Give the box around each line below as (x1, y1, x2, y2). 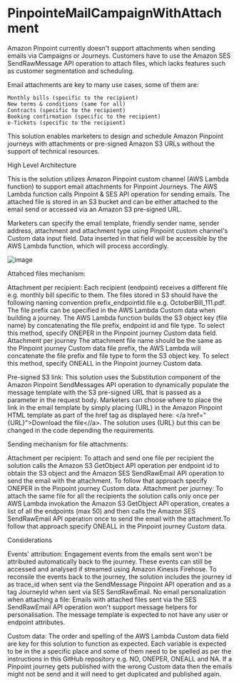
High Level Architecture (7, 161, 77, 169)
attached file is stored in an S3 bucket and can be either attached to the (7, 197, 218, 206)
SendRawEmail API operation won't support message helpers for (7, 602, 198, 611)
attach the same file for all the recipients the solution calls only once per (7, 491, 220, 500)
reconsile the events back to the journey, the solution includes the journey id (7, 572, 232, 581)
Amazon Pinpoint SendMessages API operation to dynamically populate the (7, 380, 230, 389)
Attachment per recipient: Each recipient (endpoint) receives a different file (7, 283, 228, 291)
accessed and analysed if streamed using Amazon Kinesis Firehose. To (7, 564, 217, 573)
